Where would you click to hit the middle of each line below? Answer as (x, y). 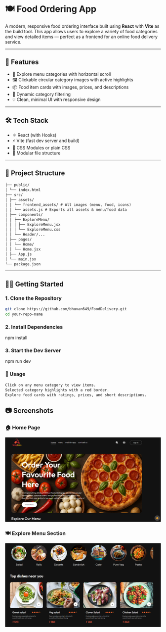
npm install (16, 338)
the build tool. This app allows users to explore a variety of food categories (82, 31)
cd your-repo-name (24, 314)
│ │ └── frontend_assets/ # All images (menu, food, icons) (68, 205)
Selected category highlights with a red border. (57, 390)
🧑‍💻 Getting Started (34, 284)
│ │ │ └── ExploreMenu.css (33, 230)
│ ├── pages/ (19, 240)
